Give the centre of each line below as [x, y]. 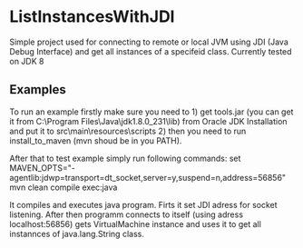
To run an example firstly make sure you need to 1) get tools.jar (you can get [151, 112]
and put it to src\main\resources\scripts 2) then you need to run [128, 131]
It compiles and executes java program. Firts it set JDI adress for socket [144, 204]
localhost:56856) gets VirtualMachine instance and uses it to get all [135, 223]
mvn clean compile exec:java [64, 187]
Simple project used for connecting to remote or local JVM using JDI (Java [149, 42]
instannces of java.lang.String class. [77, 233]
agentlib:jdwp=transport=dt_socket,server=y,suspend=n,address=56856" [148, 177]
